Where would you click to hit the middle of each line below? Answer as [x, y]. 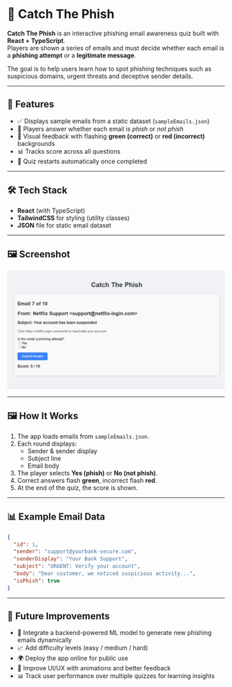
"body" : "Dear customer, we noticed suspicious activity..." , [105, 574]
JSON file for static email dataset [64, 225]
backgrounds [36, 143]
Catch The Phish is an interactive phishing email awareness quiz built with [113, 33]
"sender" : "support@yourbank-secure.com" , [75, 552]
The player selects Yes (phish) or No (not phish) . [87, 473]
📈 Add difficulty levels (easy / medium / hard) [83, 648]
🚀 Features [31, 104]
